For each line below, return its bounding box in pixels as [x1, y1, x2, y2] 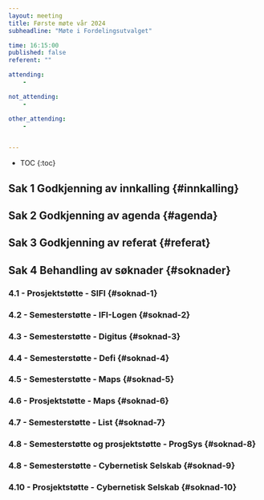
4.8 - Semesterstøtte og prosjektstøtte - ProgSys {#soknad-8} [8, 439, 257, 450]
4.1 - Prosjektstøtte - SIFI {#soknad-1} [8, 287, 158, 298]
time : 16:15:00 [8, 41, 59, 49]
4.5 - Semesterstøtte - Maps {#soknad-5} [8, 374, 175, 385]
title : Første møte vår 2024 [8, 19, 106, 27]
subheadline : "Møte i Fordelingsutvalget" [8, 27, 152, 35]
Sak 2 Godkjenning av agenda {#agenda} [8, 209, 218, 223]
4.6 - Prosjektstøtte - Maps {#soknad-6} [8, 395, 169, 407]
